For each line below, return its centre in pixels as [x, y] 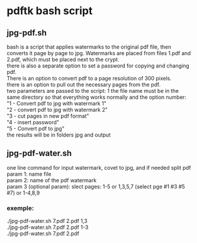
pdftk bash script [50, 11]
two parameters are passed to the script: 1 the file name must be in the [93, 91]
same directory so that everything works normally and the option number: [97, 97]
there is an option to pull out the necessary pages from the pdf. [84, 85]
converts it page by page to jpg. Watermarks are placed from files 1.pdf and [99, 53]
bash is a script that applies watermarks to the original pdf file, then [89, 47]
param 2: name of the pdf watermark [52, 180]
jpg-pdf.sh [27, 33]
